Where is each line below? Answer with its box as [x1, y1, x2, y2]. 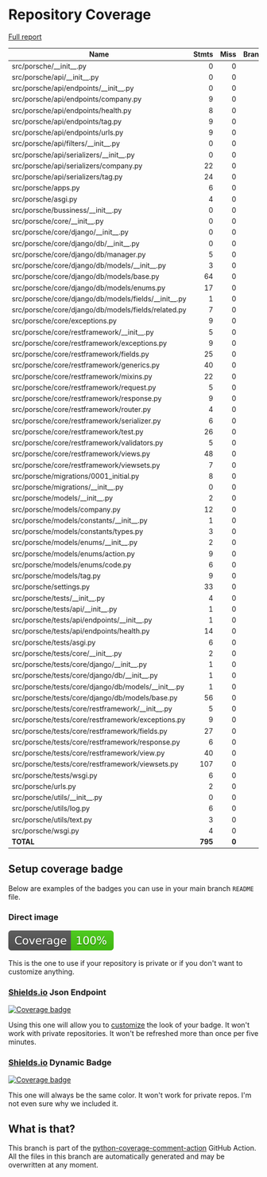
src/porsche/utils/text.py [11, 814, 93, 824]
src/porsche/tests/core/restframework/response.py [11, 737, 180, 747]
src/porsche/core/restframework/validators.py [11, 438, 164, 448]
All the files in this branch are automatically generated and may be [8, 1151, 225, 1161]
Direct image [8, 912, 59, 923]
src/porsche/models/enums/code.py [11, 559, 132, 569]
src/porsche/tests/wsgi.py [11, 771, 98, 780]
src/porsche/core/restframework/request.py [11, 383, 157, 392]
